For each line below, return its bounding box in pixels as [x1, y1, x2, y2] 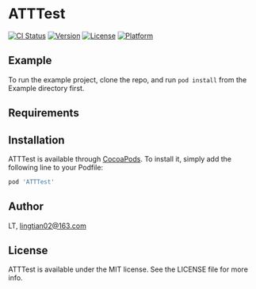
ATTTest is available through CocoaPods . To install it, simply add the [8, 154, 232, 163]
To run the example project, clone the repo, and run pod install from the [8, 74, 247, 84]
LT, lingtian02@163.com [8, 221, 87, 230]
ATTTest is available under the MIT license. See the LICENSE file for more [8, 264, 248, 274]
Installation [8, 133, 65, 146]
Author [8, 200, 44, 214]
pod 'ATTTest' [8, 177, 55, 186]
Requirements [8, 106, 79, 120]
